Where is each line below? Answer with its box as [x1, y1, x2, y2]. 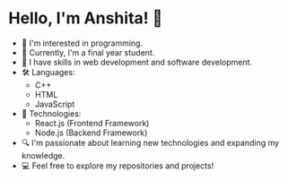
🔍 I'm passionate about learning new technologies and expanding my [21, 137, 280, 148]
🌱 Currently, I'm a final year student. [21, 47, 155, 57]
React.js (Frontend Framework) [34, 117, 150, 128]
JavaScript [34, 99, 75, 109]
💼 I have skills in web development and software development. [21, 56, 253, 67]
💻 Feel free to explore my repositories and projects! [21, 160, 214, 171]
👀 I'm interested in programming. [21, 38, 144, 48]
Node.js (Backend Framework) [34, 127, 148, 138]
